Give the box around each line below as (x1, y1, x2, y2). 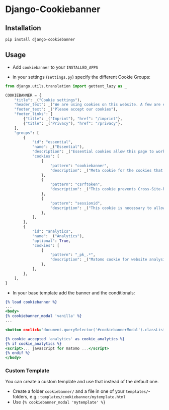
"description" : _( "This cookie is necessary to (50, 206, 152, 211)
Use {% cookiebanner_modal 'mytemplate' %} (12, 399, 106, 405)
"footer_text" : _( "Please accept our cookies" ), (14, 107, 118, 112)
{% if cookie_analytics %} (5, 341, 62, 346)
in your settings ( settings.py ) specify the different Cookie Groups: (12, 74, 151, 80)
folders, (12, 394, 29, 400)
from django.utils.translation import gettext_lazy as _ (5, 83, 127, 89)
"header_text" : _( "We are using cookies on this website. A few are (14, 102, 161, 107)
